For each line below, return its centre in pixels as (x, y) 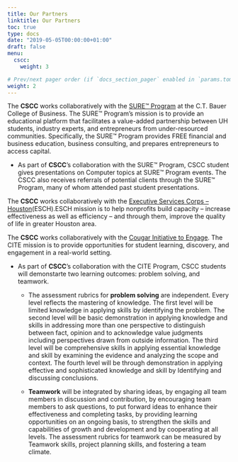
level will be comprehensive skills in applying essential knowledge (124, 348)
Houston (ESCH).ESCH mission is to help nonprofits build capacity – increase (119, 209)
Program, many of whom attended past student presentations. (108, 188)
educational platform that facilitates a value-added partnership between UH (118, 121)
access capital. (29, 151)
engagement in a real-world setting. (59, 253)
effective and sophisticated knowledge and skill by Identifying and (125, 371)
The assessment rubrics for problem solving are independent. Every (128, 295)
